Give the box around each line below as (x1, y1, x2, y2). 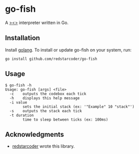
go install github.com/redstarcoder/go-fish (5, 56, 97, 61)
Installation (5, 34, 40, 42)
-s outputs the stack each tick (9, 108, 82, 113)
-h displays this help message (9, 96, 80, 101)
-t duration (9, 113, 34, 118)
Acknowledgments (5, 130, 65, 138)
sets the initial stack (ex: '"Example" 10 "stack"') (23, 104, 135, 109)
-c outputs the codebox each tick (9, 91, 87, 96)
